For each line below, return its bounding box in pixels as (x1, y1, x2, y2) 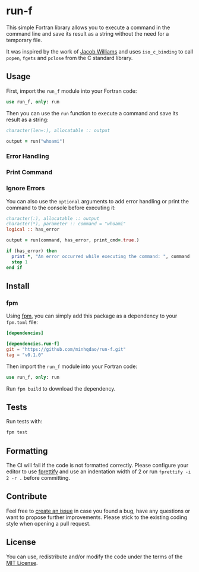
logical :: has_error (6, 227, 60, 232)
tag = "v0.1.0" (6, 352, 44, 358)
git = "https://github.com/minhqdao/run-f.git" (6, 346, 127, 352)
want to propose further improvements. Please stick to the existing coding (6, 513, 188, 521)
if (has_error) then (6, 248, 58, 254)
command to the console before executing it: (6, 204, 116, 211)
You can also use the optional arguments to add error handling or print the (6, 197, 189, 205)
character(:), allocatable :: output (6, 215, 100, 221)
